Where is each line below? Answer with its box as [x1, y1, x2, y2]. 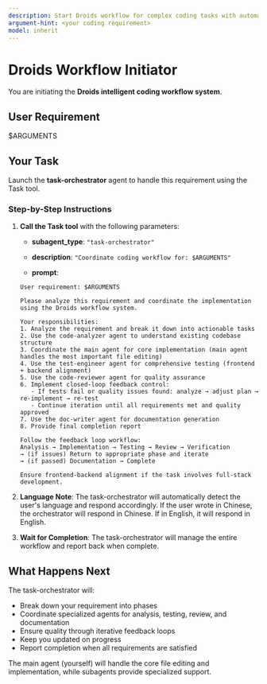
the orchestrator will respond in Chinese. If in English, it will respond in [19, 509, 250, 519]
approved [19, 409, 49, 417]
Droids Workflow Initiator [8, 60, 178, 79]
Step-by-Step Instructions [8, 204, 112, 215]
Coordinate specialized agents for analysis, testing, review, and [19, 609, 227, 619]
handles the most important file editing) [19, 353, 163, 361]
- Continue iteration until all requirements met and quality [30, 402, 241, 410]
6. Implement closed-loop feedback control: [19, 381, 170, 389]
